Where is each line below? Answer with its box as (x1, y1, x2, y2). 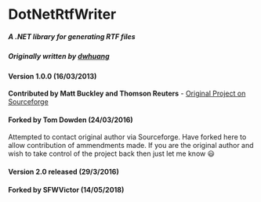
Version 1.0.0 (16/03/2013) (8, 71, 97, 81)
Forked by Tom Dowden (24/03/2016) (8, 115, 133, 124)
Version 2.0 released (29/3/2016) (8, 167, 119, 176)
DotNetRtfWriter (8, 5, 117, 23)
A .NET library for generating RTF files (8, 31, 136, 41)
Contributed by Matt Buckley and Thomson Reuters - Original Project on (8, 88, 246, 99)
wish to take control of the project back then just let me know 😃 (8, 149, 216, 158)
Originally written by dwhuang (8, 52, 110, 61)
